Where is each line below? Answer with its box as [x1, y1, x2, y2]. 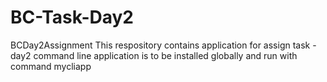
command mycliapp [10, 60, 92, 72]
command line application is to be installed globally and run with [33, 49, 298, 61]
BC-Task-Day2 [10, 6, 134, 29]
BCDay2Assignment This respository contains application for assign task [10, 39, 311, 51]
